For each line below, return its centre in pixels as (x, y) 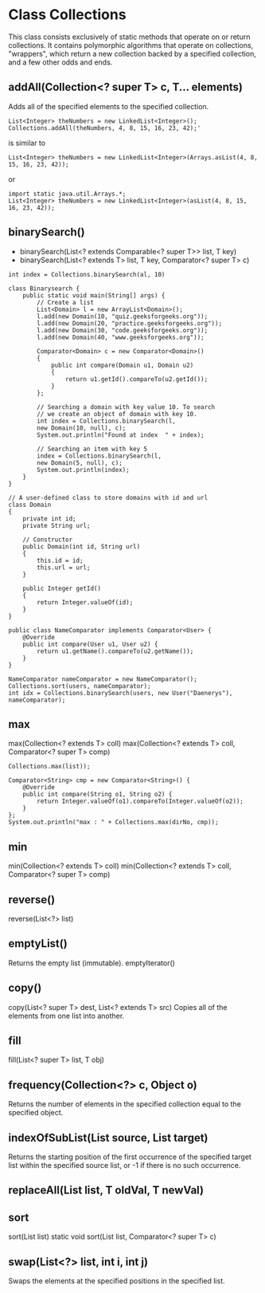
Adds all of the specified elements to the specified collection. (109, 106)
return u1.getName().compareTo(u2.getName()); (115, 651)
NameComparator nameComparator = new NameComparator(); (103, 679)
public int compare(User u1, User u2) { (90, 644)
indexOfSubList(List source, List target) (108, 1138)
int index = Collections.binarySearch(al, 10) (87, 274)
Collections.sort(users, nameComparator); (80, 686)
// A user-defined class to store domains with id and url (108, 497)
